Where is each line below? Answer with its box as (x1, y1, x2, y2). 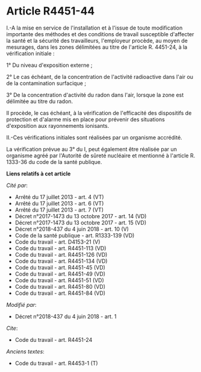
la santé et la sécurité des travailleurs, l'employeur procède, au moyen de (6, 37, 188, 44)
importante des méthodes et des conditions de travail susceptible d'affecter (6, 30, 194, 37)
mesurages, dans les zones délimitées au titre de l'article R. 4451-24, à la (6, 43, 188, 51)
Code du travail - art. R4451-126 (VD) (14, 251, 108, 258)
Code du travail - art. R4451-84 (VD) (14, 289, 106, 297)
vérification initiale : (6, 49, 55, 57)
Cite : (6, 324, 18, 332)
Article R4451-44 (6, 4, 95, 18)
